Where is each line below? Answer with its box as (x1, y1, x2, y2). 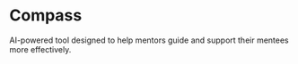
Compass (9, 5, 83, 26)
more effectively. (9, 44, 72, 54)
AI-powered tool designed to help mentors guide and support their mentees (9, 35, 289, 45)
